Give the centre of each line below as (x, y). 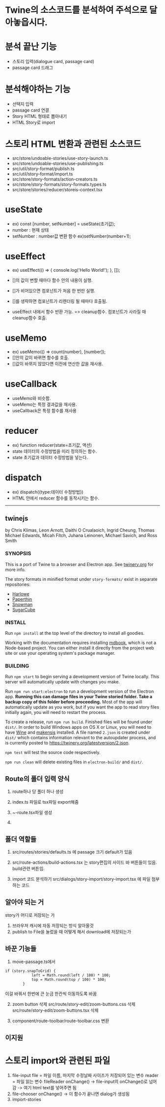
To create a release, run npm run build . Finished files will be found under (79, 722)
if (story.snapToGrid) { (30, 971)
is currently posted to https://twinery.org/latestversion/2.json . (68, 743)
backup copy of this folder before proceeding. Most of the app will (74, 702)
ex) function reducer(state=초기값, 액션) (52, 445)
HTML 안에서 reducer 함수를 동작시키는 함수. (56, 498)
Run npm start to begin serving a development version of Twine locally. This (82, 677)
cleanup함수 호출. (29, 318)
